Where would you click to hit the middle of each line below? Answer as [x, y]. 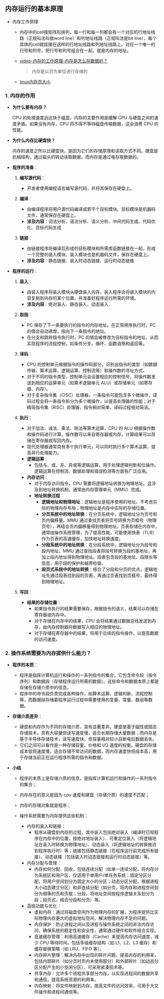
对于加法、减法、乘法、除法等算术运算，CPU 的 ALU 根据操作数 [91, 428]
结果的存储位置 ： [44, 602]
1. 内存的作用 [20, 96]
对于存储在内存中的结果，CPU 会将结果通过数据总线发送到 [93, 621]
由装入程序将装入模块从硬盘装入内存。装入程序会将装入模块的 [89, 292]
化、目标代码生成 [44, 228]
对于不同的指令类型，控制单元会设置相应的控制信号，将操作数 [89, 377]
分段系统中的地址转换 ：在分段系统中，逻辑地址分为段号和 [99, 545]
